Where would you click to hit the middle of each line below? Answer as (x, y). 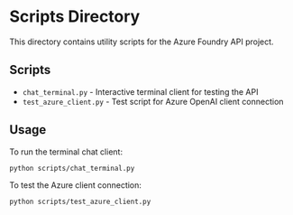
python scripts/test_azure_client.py (80, 202)
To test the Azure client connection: (76, 185)
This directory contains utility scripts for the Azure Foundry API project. (142, 42)
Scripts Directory (75, 17)
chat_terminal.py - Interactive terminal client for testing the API (140, 91)
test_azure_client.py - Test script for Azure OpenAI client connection (153, 101)
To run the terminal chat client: (66, 152)
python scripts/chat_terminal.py (72, 168)
